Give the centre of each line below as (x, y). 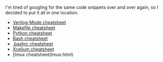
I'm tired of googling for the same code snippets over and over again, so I (82, 7)
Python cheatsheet (32, 33)
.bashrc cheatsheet (33, 44)
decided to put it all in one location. (42, 13)
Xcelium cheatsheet (33, 49)
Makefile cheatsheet (34, 28)
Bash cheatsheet (30, 38)
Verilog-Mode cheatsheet (39, 22)
